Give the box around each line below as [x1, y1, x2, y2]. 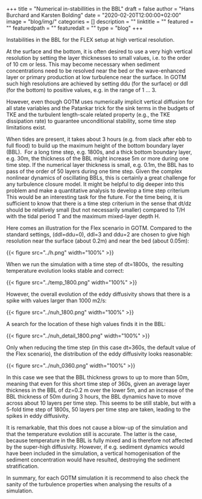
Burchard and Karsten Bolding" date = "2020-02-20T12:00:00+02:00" [6, 11, 181, 19]
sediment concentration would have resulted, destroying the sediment [6, 456, 180, 463]
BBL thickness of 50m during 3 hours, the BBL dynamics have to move [6, 393, 182, 400]
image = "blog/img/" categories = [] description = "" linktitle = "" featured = [6, 18, 194, 25]
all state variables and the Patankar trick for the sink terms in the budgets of [6, 105, 195, 111]
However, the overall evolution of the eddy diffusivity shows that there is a [6, 290, 191, 298]
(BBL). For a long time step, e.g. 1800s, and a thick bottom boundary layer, [6, 148, 192, 155]
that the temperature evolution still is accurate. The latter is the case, [6, 431, 177, 437]
